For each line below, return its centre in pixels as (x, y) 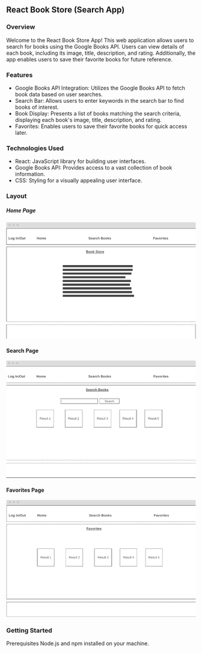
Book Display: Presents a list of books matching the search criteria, (98, 113)
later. (21, 132)
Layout (17, 196)
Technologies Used (35, 148)
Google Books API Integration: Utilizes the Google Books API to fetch (100, 88)
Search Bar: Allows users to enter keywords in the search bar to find (99, 100)
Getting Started (29, 630)
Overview (21, 27)
